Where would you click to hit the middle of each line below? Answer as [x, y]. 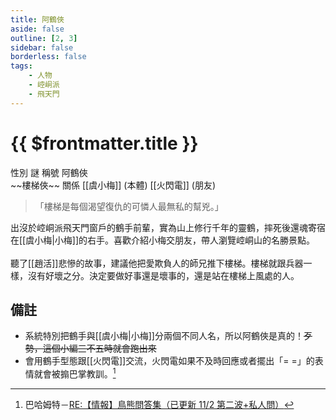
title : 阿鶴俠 [37, 19]
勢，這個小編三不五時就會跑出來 [90, 348]
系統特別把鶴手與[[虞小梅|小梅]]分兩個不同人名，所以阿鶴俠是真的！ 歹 [168, 336]
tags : [21, 66]
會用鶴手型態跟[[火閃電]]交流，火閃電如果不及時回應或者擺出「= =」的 [169, 361]
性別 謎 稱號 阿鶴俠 [49, 172]
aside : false [37, 29]
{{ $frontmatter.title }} [104, 143]
